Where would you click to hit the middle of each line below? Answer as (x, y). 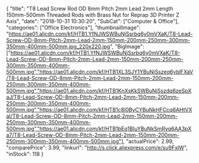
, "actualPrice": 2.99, (148, 141)
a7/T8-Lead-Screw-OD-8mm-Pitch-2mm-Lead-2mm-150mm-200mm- (93, 135)
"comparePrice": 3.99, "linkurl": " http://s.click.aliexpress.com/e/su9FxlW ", (97, 148)
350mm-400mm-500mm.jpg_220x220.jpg (58, 46)
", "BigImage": (127, 46)
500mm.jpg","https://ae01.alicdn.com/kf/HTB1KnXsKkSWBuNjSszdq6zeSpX (99, 91)
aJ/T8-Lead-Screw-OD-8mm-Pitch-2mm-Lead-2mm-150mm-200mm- (93, 97)
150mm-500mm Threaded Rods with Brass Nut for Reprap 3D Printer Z (93, 15)
